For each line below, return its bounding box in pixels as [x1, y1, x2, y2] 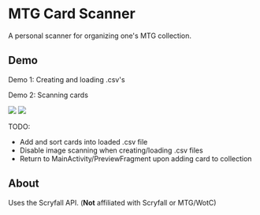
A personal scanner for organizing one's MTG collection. [8, 31, 191, 40]
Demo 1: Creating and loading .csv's [8, 74, 125, 84]
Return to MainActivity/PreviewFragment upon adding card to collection [19, 153, 252, 163]
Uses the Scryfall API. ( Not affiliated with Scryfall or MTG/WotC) [8, 198, 217, 207]
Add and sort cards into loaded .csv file [19, 137, 148, 146]
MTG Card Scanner [8, 5, 136, 23]
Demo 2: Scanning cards [8, 90, 89, 100]
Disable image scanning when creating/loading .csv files [19, 145, 203, 155]
